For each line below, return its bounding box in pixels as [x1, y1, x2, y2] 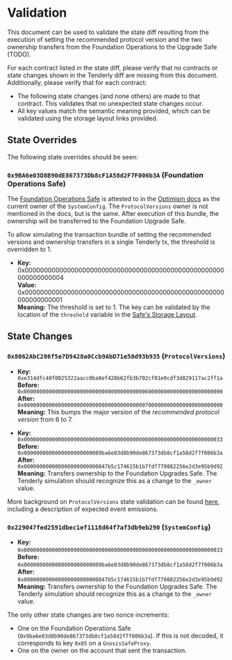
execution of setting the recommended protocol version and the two [7, 35, 203, 43]
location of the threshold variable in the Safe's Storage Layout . [17, 311, 198, 319]
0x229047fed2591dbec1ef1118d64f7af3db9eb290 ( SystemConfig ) [7, 522, 211, 532]
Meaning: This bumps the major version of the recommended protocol [17, 407, 220, 416]
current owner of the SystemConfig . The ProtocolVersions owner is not [7, 202, 208, 210]
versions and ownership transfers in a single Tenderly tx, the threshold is [7, 238, 215, 246]
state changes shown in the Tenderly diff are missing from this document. [7, 71, 219, 79]
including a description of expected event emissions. [7, 505, 158, 513]
